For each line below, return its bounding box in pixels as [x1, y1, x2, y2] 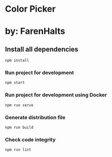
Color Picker [5, 3, 56, 15]
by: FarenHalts [5, 26, 65, 37]
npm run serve [5, 102, 34, 108]
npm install [5, 58, 29, 63]
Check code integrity [5, 137, 56, 143]
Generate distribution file [5, 114, 65, 120]
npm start [5, 80, 25, 85]
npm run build [5, 125, 34, 130]
